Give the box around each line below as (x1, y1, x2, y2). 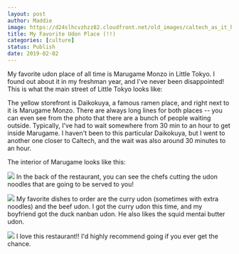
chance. (7, 239, 31, 248)
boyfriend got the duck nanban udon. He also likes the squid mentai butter (7, 209, 225, 218)
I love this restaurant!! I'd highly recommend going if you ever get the (16, 232, 218, 240)
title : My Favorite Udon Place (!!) (7, 30, 116, 38)
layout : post (7, 10, 46, 18)
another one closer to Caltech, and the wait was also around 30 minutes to (7, 136, 226, 144)
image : (7, 23, 27, 31)
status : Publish (7, 43, 55, 51)
